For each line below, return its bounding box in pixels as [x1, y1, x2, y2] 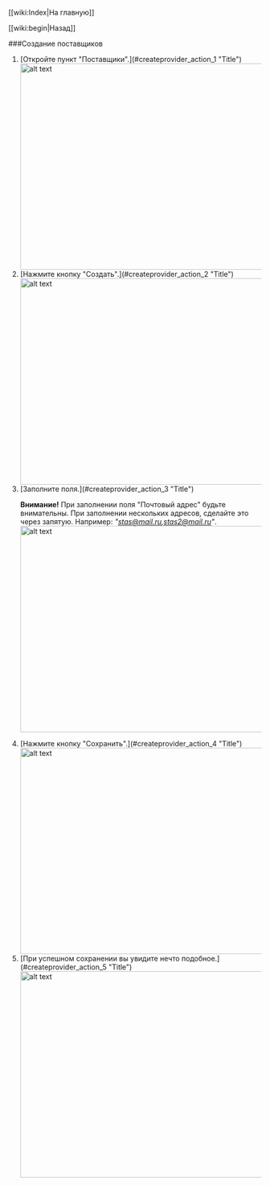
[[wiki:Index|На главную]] [8, 8, 95, 17]
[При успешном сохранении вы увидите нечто [19, 954, 180, 963]
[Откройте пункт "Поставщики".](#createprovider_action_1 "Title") [19, 55, 243, 64]
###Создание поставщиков [8, 39, 103, 48]
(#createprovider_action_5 [19, 962, 107, 972]
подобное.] [181, 954, 220, 963]
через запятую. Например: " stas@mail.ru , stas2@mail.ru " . [19, 517, 217, 527]
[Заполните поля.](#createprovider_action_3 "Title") [19, 484, 194, 494]
